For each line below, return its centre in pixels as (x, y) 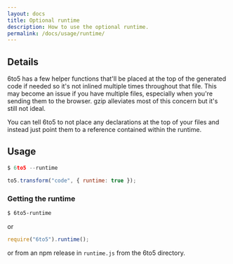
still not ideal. (26, 109)
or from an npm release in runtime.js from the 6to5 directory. (96, 253)
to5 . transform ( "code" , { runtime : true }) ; (72, 180)
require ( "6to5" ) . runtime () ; (48, 239)
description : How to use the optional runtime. (78, 27)
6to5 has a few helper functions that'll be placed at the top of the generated (117, 79)
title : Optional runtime (44, 20)
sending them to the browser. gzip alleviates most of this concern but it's (113, 101)
